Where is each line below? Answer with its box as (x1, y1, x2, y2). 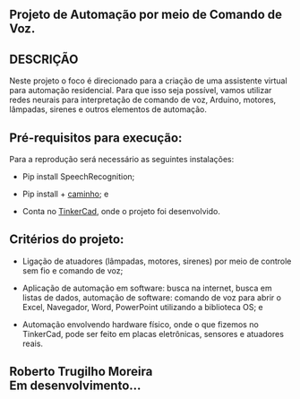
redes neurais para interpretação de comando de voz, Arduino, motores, (9, 94, 277, 106)
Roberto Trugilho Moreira (9, 364, 153, 379)
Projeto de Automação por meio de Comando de (9, 7, 283, 22)
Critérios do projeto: (9, 232, 124, 247)
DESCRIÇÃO (9, 51, 79, 66)
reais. (21, 338, 43, 349)
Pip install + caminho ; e (21, 188, 109, 200)
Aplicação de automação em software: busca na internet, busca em (21, 282, 272, 293)
